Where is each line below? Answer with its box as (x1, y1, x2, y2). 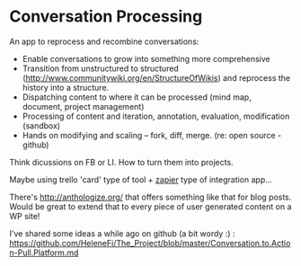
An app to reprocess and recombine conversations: (9, 36, 199, 47)
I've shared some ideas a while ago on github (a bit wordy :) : (9, 227, 235, 239)
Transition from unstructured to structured (22, 63, 180, 74)
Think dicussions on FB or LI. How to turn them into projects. (9, 156, 234, 167)
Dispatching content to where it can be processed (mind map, (22, 92, 252, 102)
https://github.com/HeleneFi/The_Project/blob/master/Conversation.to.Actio (9, 237, 291, 248)
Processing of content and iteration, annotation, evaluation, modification (22, 111, 290, 121)
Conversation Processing (9, 6, 203, 27)
